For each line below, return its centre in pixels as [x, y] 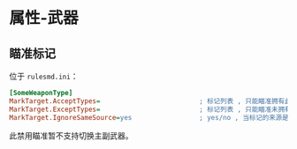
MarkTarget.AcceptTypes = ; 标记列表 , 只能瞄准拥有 [147, 101]
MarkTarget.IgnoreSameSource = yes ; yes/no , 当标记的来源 [146, 117]
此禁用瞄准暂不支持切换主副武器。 [71, 135]
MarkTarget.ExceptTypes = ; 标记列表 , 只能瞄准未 [144, 109]
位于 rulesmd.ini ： [44, 76]
